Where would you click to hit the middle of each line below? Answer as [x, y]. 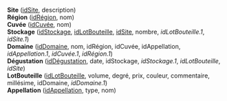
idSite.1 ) [18, 39]
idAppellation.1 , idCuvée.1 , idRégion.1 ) [60, 54]
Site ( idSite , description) [42, 10]
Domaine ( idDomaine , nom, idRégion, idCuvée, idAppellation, [94, 46]
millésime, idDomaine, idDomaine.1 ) [57, 83]
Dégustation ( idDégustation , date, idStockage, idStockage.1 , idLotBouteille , [114, 61]
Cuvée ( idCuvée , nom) [40, 24]
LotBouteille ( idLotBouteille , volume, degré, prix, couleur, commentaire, [108, 76]
